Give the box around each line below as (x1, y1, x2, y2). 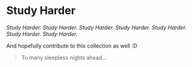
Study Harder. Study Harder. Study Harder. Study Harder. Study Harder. (6, 24, 187, 31)
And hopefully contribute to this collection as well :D (6, 42, 138, 49)
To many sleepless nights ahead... (21, 54, 107, 61)
